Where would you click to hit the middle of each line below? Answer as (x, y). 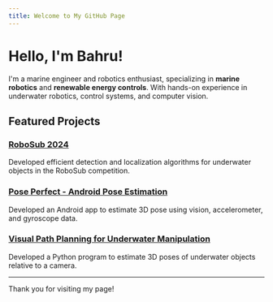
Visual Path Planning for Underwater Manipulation (110, 239)
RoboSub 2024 (39, 145)
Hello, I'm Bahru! (66, 56)
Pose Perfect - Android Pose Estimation (88, 192)
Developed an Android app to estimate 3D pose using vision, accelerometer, (136, 209)
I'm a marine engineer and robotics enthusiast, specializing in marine (124, 79)
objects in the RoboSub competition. (69, 170)
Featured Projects (54, 121)
